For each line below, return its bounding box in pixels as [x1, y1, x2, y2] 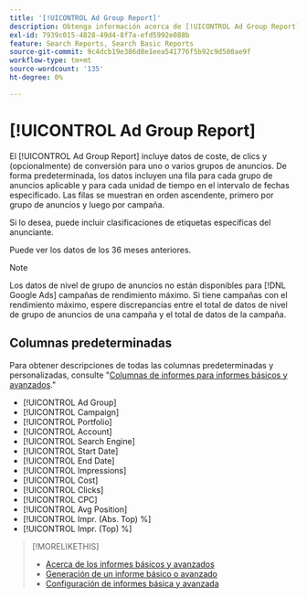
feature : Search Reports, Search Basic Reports [9, 38, 195, 48]
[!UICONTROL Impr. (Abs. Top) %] [22, 513, 152, 524]
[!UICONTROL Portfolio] [22, 416, 112, 427]
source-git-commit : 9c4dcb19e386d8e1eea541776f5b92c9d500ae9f [9, 48, 251, 57]
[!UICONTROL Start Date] [22, 445, 119, 456]
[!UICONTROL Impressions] [22, 465, 127, 475]
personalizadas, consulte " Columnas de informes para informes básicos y [9, 369, 288, 380]
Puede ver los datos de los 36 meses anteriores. [9, 244, 192, 255]
